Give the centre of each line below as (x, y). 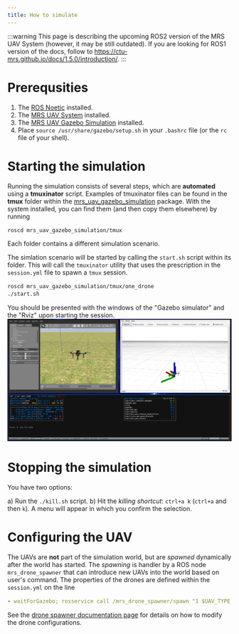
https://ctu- (111, 51)
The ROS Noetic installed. (55, 107)
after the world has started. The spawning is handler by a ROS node (107, 565)
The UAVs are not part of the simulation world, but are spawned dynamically (119, 557)
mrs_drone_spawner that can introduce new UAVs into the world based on (113, 572)
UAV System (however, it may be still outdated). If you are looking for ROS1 (117, 43)
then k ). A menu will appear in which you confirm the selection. (100, 509)
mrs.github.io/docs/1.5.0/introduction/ (63, 59)
